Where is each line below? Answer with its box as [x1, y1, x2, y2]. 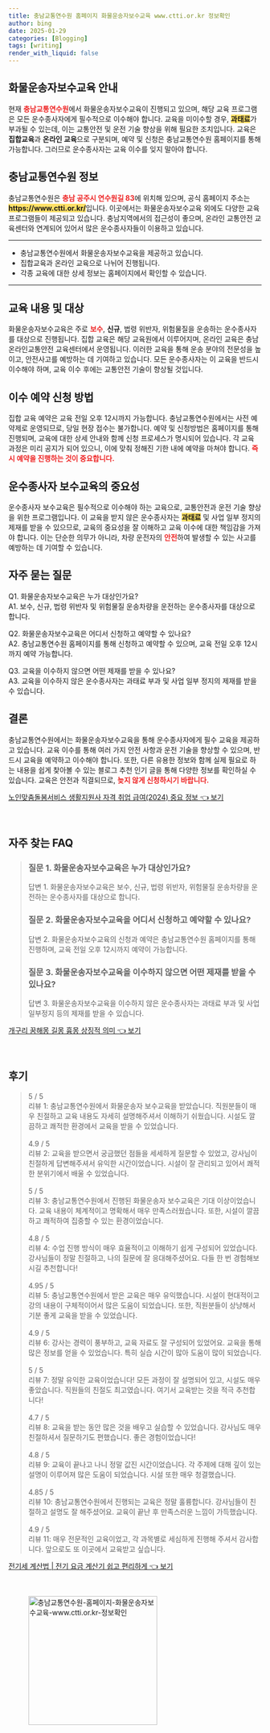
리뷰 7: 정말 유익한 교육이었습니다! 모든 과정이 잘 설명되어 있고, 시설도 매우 [27, 1374, 261, 1384]
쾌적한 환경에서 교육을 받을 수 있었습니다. [49, 1121, 178, 1130]
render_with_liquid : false [8, 49, 99, 57]
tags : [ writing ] [8, 42, 63, 50]
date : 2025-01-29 [8, 27, 67, 35]
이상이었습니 [216, 1196, 256, 1205]
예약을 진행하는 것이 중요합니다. [16, 454, 115, 463]
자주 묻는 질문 [8, 569, 72, 583]
